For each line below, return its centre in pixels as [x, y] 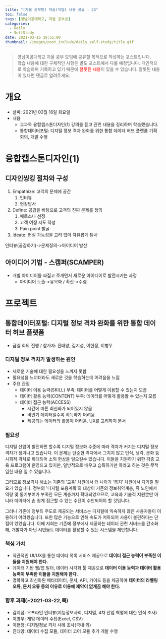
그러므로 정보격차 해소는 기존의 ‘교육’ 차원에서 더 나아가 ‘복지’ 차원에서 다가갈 [80, 482]
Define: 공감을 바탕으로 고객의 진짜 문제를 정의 [57, 210]
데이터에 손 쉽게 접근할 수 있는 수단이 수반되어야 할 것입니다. [72, 501]
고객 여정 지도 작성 [38, 222]
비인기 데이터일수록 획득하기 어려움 [61, 414]
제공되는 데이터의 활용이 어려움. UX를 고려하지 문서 [77, 421]
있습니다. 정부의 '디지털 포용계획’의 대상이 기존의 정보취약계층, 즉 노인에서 [85, 488]
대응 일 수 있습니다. [33, 471]
